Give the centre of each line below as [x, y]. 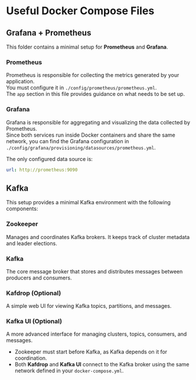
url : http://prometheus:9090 [42, 170]
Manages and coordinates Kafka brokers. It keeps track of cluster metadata [98, 237]
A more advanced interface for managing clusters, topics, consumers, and [97, 334]
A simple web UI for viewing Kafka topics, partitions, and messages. [89, 306]
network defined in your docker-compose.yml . [69, 371]
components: [22, 209]
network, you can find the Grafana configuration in [68, 141]
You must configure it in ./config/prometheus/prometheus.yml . [81, 88]
